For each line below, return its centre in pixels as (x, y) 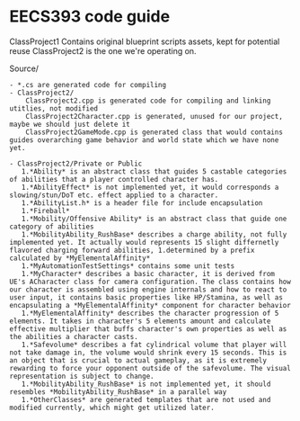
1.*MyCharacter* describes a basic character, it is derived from (148, 273)
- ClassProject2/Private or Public (76, 164)
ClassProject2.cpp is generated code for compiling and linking (148, 101)
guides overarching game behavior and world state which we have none (144, 140)
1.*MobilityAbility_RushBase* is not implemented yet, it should (146, 384)
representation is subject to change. (82, 376)
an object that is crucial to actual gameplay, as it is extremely (138, 360)
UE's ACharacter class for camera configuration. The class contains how (150, 282)
